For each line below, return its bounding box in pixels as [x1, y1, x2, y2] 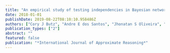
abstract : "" [5, 31, 33, 36]
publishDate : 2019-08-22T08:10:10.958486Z [5, 17, 96, 22]
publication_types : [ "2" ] [5, 26, 60, 31]
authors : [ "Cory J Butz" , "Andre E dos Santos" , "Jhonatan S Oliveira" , [5, 21, 162, 27]
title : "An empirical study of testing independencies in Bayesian [5, 7, 151, 13]
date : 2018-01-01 [5, 12, 42, 17]
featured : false [5, 36, 39, 41]
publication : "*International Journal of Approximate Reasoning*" [5, 40, 148, 45]
